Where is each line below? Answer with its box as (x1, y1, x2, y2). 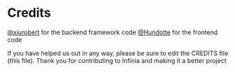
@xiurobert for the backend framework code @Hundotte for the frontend (7, 28, 218, 36)
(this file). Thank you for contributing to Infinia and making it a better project (7, 56, 227, 64)
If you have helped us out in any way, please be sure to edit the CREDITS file (7, 49, 229, 57)
